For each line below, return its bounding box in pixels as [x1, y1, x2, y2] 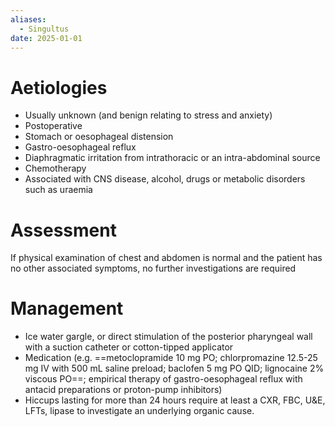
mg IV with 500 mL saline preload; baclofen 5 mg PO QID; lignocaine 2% [24, 362, 325, 375]
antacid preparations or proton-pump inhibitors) [24, 384, 223, 396]
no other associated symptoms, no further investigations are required [10, 262, 297, 275]
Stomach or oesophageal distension [24, 131, 174, 143]
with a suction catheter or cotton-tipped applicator [24, 341, 234, 353]
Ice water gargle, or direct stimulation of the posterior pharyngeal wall [24, 331, 313, 343]
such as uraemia [24, 184, 93, 196]
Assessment [10, 219, 117, 241]
